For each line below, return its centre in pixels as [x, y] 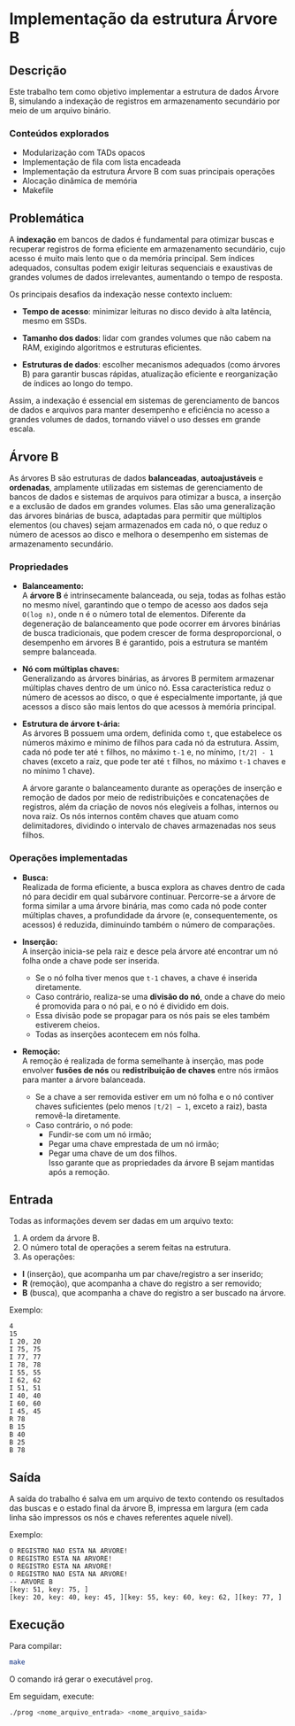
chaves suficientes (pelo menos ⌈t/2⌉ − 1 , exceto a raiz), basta [151, 1106]
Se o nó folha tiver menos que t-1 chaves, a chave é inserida [146, 978]
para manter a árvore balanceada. [83, 1080]
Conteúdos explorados [59, 133]
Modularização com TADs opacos [83, 153]
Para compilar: [36, 1645]
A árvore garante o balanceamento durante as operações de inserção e [152, 788]
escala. [22, 429]
